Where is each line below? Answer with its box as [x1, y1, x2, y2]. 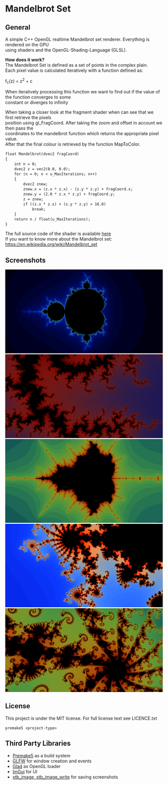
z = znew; [23, 197, 43, 202]
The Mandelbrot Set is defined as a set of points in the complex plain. [5, 62, 148, 68]
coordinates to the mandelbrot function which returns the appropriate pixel [5, 131, 159, 137]
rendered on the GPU [5, 42, 49, 48]
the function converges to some [5, 94, 71, 100]
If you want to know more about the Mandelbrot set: [5, 236, 112, 242]
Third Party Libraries [5, 739, 71, 748]
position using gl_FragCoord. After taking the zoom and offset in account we [5, 120, 162, 126]
